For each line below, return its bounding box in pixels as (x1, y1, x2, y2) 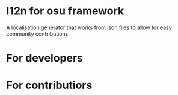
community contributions (6, 30, 69, 37)
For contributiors (6, 79, 93, 92)
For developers (6, 51, 83, 65)
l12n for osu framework (6, 4, 124, 18)
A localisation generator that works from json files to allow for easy (6, 24, 173, 31)
